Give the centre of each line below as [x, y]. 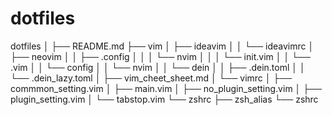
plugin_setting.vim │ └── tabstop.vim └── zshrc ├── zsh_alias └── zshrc [164, 99]
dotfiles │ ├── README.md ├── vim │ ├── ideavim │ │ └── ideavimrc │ [162, 46]
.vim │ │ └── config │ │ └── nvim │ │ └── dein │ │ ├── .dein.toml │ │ [158, 67]
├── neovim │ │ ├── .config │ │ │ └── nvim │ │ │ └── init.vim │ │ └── [160, 56]
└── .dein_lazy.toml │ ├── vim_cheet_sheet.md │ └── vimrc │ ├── [151, 78]
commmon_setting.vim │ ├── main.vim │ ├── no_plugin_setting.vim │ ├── [166, 88]
